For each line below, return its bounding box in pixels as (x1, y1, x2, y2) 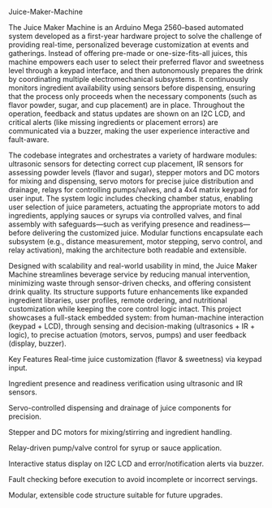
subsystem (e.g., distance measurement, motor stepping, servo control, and (8, 237, 262, 246)
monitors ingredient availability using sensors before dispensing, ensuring (8, 83, 256, 93)
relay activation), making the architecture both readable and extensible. (8, 245, 248, 255)
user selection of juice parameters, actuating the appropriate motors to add (8, 202, 261, 212)
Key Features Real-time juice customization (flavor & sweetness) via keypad (8, 355, 262, 364)
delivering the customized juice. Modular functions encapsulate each (32, 228, 264, 238)
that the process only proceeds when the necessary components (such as (8, 92, 257, 101)
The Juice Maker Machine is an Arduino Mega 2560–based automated (8, 23, 244, 32)
